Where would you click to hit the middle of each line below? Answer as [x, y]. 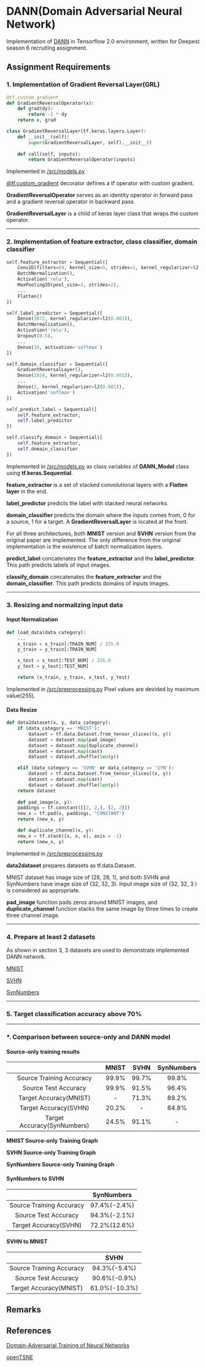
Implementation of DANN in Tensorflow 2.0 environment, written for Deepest [103, 41]
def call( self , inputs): [49, 154]
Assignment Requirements [59, 67]
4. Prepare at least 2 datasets [51, 936]
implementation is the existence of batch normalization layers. [85, 546]
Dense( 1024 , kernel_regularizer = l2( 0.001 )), [75, 375]
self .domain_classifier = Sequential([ [57, 364]
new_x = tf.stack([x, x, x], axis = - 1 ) [70, 836]
